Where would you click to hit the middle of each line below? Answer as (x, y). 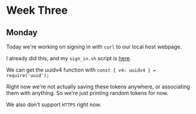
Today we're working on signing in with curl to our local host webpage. (94, 47)
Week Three (37, 10)
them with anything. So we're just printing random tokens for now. (87, 93)
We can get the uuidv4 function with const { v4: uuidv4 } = (81, 70)
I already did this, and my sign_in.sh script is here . (69, 58)
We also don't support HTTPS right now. (54, 104)
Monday (22, 33)
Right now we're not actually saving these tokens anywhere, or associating (98, 87)
